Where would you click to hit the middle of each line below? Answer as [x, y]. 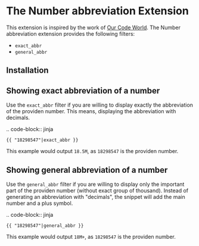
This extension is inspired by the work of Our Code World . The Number [93, 27]
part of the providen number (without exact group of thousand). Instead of [97, 190]
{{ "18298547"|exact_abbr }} [42, 140]
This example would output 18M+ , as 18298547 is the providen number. [91, 236]
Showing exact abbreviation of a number [83, 91]
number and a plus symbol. [40, 203]
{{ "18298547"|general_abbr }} [45, 225]
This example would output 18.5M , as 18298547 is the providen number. [92, 151]
